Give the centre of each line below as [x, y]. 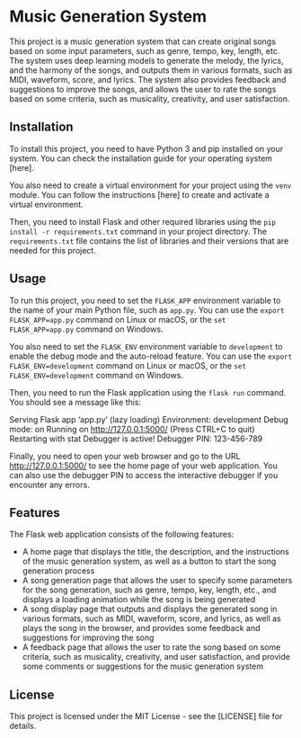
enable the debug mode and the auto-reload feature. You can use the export [151, 356]
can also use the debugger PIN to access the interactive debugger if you [144, 475]
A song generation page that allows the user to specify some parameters [157, 581]
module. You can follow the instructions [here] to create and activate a [139, 194]
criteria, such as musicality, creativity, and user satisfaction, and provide [156, 657]
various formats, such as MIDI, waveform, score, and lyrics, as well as [151, 618]
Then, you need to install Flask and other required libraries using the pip [143, 221]
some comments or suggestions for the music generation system [143, 666]
